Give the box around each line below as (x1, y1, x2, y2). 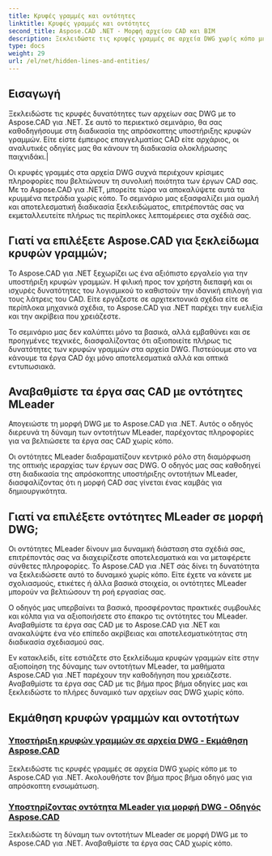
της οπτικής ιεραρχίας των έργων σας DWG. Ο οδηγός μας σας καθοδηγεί (8, 460, 261, 470)
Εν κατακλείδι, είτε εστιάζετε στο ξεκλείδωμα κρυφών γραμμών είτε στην (8, 653, 259, 663)
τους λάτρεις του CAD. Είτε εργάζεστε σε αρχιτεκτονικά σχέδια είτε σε (8, 293, 249, 304)
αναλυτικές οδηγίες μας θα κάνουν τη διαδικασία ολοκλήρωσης (8, 143, 227, 152)
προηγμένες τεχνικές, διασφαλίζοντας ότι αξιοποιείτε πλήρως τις (8, 336, 232, 345)
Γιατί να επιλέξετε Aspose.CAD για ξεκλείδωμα (8, 234, 259, 248)
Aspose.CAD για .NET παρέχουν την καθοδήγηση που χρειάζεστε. (8, 670, 232, 680)
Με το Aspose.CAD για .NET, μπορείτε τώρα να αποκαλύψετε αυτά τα (8, 184, 245, 195)
